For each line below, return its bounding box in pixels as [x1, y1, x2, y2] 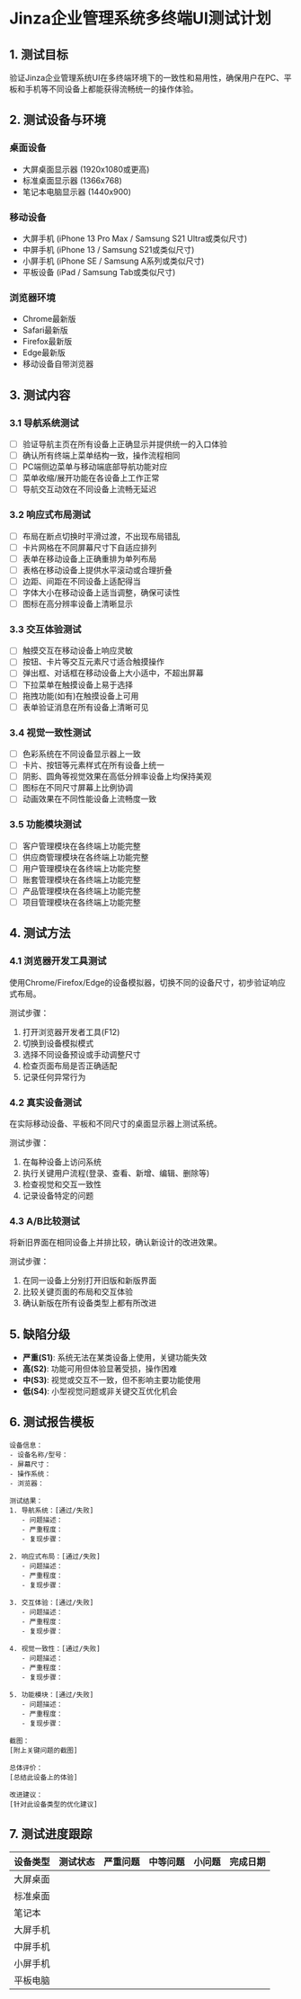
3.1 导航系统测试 [9, 416, 79, 429]
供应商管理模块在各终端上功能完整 [22, 852, 149, 862]
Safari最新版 [22, 325, 69, 335]
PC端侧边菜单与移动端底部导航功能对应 [22, 461, 168, 472]
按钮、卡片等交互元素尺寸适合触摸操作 [22, 656, 164, 667]
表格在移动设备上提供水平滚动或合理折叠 [22, 564, 173, 576]
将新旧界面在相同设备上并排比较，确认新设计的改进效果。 [9, 1237, 222, 1248]
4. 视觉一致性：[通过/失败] [9, 1644, 101, 1653]
